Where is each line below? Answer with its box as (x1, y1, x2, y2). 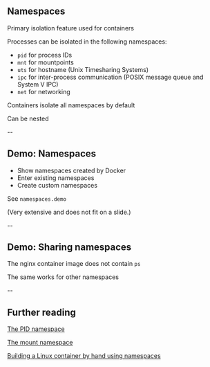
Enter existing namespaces (17, 173, 95, 182)
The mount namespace (7, 339, 73, 347)
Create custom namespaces (17, 181, 98, 189)
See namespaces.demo (7, 194, 67, 203)
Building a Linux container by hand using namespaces (7, 352, 161, 360)
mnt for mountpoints (17, 58, 74, 66)
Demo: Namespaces (7, 148, 97, 160)
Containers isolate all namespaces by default (7, 100, 135, 109)
